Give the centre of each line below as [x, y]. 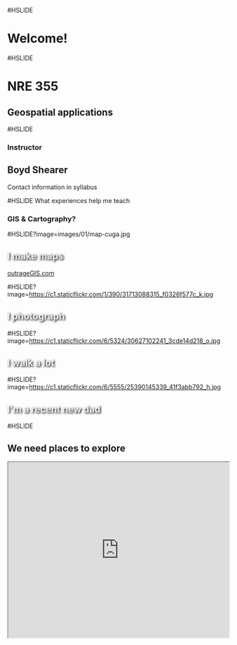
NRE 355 [33, 86]
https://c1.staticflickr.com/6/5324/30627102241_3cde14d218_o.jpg [125, 341]
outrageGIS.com [31, 273]
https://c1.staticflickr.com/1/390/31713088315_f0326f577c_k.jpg [121, 294]
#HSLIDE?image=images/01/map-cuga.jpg [69, 234]
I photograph [36, 317]
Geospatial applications [60, 112]
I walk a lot [31, 362]
